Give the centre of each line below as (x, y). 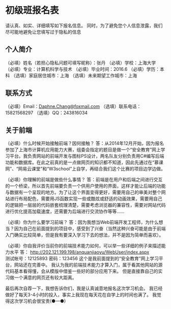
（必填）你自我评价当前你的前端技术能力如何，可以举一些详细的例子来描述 (83, 246)
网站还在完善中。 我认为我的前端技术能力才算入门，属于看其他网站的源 (88, 265)
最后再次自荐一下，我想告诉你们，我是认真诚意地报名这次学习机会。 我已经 (84, 289)
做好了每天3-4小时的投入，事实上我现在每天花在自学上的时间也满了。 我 (81, 295)
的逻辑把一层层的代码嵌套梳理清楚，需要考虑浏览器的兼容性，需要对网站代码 (85, 205)
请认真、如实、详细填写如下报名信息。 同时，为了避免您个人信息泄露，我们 (84, 25)
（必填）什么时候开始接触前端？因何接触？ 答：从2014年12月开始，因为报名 (85, 144)
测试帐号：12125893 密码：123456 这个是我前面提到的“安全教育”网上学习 (82, 259)
